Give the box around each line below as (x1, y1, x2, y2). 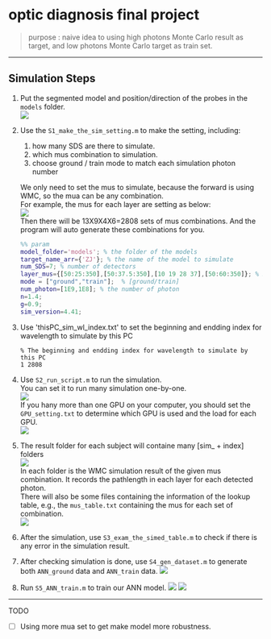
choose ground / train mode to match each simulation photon (31, 158, 236, 168)
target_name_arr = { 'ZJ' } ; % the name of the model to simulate (19, 255, 234, 263)
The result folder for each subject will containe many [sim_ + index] (19, 441, 244, 450)
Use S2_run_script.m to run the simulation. (19, 375, 162, 384)
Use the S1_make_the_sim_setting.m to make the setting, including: (19, 125, 241, 135)
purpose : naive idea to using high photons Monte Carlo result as (27, 32, 244, 42)
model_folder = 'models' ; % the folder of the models (19, 247, 198, 255)
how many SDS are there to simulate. (31, 141, 156, 151)
